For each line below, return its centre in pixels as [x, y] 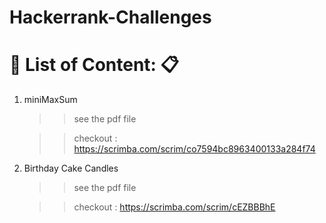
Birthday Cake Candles [71, 168]
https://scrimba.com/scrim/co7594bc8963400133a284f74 [194, 149]
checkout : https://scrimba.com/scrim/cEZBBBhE [174, 207]
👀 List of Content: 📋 [94, 65]
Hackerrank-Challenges [110, 17]
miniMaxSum [50, 100]
